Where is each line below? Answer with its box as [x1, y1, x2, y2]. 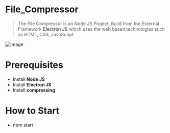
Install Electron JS [12, 81, 52, 87]
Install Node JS [12, 76, 45, 82]
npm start [12, 122, 33, 128]
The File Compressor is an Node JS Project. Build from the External [17, 20, 159, 27]
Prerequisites [5, 59, 64, 71]
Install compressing [12, 87, 55, 93]
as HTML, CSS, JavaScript [17, 31, 74, 37]
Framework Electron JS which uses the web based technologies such [17, 26, 165, 32]
